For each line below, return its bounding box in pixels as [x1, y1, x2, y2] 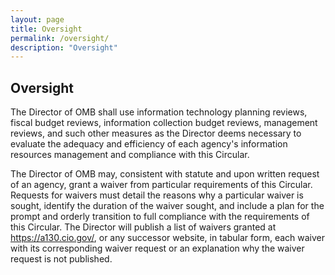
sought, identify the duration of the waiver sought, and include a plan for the [10, 200, 325, 212]
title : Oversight [10, 24, 83, 34]
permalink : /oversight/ [10, 33, 110, 43]
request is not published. [10, 253, 113, 265]
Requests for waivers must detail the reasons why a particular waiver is [10, 189, 304, 201]
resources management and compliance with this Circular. [10, 149, 250, 161]
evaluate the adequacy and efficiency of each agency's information [10, 138, 288, 150]
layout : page [10, 14, 65, 25]
